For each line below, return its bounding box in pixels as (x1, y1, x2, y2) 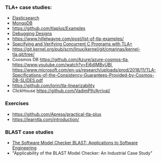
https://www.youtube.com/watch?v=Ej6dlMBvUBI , (12, 62, 113, 68)
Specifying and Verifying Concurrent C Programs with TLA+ (12, 41, 133, 47)
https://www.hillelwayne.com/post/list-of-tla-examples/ (12, 36, 124, 42)
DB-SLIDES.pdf (12, 77, 43, 83)
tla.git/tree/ (12, 51, 35, 57)
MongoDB (12, 20, 33, 26)
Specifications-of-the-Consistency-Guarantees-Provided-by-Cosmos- (12, 72, 155, 78)
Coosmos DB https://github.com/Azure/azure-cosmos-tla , (12, 57, 129, 63)
